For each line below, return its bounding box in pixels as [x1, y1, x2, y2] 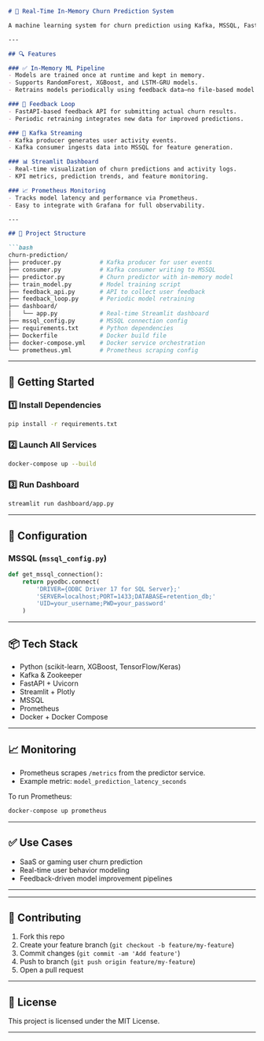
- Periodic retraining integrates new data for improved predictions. [8, 115, 244, 123]
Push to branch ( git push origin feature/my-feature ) [19, 957, 196, 966]
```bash [8, 244, 34, 252]
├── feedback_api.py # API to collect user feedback [8, 288, 206, 296]
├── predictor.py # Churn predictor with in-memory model [8, 273, 234, 281]
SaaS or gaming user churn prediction [19, 857, 143, 866]
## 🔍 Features [8, 50, 57, 58]
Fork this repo [19, 932, 65, 941]
